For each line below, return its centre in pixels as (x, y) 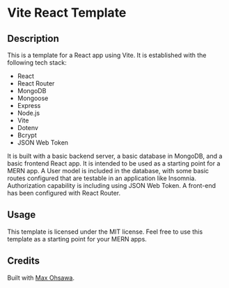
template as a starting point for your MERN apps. (77, 239)
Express (29, 105)
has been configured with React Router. (64, 193)
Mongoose (33, 98)
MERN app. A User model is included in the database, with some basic (108, 171)
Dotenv (27, 128)
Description (33, 39)
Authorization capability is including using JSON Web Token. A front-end (112, 185)
